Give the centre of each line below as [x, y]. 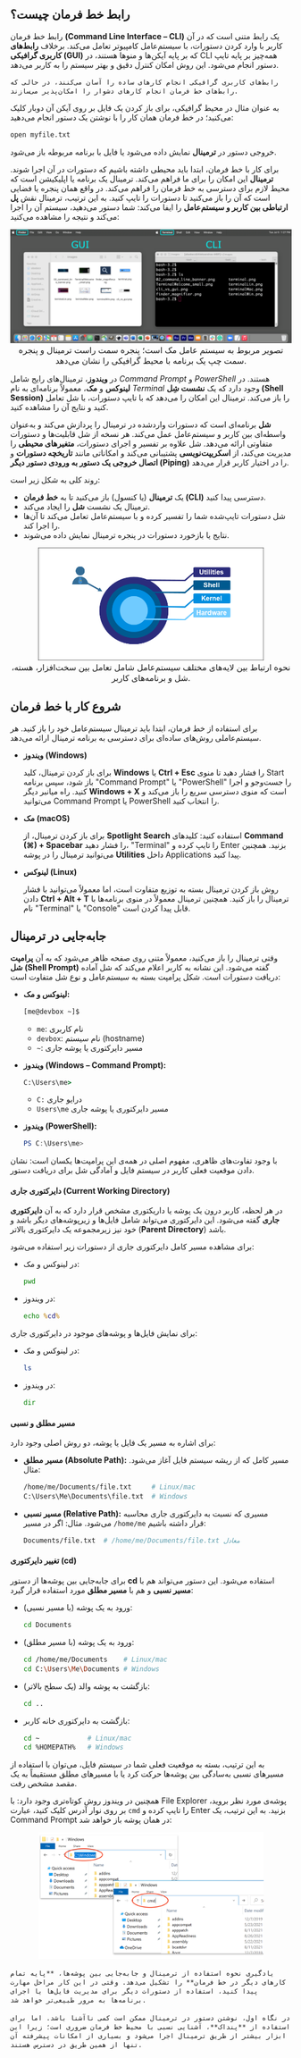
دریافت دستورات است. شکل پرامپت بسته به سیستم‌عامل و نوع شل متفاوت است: [145, 977]
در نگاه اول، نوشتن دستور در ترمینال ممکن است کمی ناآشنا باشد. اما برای [150, 2019]
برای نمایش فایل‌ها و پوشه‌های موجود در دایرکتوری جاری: [104, 1333]
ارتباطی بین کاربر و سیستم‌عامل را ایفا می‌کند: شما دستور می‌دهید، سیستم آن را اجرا [149, 207]
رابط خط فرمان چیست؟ [70, 15]
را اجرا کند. [42, 525]
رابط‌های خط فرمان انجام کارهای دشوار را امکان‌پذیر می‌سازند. [125, 91]
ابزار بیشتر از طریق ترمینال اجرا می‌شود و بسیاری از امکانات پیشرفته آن [148, 2037]
